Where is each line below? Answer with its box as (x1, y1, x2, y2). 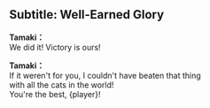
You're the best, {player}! (9, 89, 101, 99)
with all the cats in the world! (9, 79, 114, 90)
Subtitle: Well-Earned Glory (9, 7, 165, 22)
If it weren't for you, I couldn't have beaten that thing (9, 70, 201, 81)
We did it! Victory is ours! (9, 42, 101, 52)
